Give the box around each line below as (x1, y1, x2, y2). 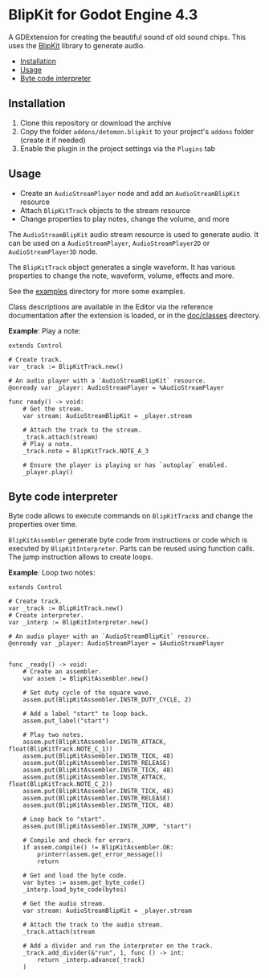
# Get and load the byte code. (22, 872, 128, 880)
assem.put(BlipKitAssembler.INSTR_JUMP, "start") (22, 822, 193, 831)
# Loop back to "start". (22, 816, 106, 824)
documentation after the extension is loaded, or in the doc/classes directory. (8, 310, 261, 320)
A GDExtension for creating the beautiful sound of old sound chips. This (8, 32, 247, 42)
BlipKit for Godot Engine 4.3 (8, 6, 198, 24)
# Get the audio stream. (22, 900, 106, 908)
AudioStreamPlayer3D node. (8, 247, 98, 256)
